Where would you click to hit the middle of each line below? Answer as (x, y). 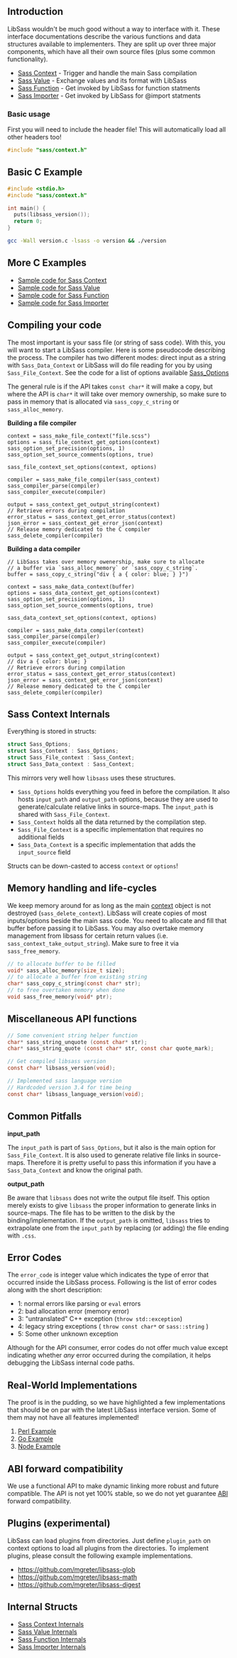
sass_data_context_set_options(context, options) (82, 618)
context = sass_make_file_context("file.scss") (79, 436)
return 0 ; (28, 221)
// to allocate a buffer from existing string (77, 977)
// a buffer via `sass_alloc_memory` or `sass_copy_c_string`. (103, 568)
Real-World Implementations (72, 1385)
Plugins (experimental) (59, 1523)
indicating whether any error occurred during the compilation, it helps (109, 1356)
